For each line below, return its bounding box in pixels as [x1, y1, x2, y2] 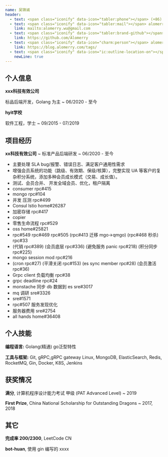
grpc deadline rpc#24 [12, 278, 58, 284]
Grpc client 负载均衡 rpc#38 [12, 272, 71, 278]
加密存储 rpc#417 [12, 209, 48, 214]
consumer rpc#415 [12, 186, 51, 191]
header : [5, 12, 21, 17]
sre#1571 [12, 296, 31, 301]
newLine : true [14, 54, 43, 59]
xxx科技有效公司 [5, 88, 39, 94]
